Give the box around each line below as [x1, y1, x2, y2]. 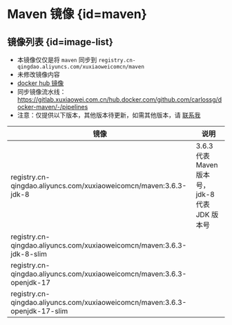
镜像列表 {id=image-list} [7, 36, 114, 48]
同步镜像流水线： [17, 88, 66, 95]
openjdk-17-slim [10, 306, 68, 315]
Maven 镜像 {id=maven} [7, 6, 147, 22]
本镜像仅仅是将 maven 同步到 [17, 56, 97, 64]
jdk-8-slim [10, 250, 47, 259]
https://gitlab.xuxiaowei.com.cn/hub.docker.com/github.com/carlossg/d [17, 95, 222, 104]
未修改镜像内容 [17, 71, 60, 78]
